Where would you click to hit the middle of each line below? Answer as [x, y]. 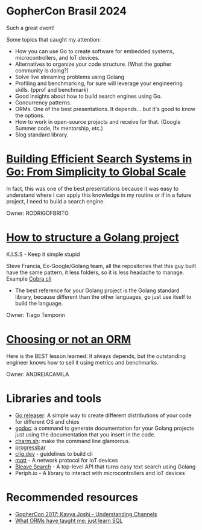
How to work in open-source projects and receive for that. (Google [98, 121]
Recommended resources [72, 497]
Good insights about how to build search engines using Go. [88, 96]
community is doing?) [42, 70]
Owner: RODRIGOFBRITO [38, 213]
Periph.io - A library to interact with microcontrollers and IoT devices [100, 473]
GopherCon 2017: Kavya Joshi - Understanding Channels [86, 514]
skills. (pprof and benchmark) [52, 89]
